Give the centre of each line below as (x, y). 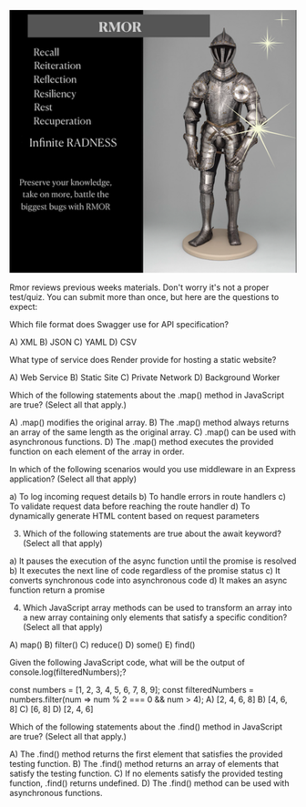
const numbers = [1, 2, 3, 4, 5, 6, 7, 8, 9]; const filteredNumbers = (132, 690)
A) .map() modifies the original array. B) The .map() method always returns (149, 423)
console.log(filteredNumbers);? (68, 672)
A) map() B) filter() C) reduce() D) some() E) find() (102, 645)
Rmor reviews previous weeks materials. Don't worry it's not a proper (139, 287)
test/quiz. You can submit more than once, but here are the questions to (144, 297)
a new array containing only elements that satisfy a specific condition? (155, 617)
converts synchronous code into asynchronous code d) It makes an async (148, 581)
